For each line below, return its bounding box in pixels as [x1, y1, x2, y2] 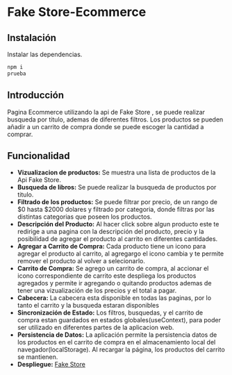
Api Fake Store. [17, 176, 61, 184]
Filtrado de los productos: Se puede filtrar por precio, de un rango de [17, 198, 217, 206]
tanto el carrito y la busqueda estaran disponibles [17, 301, 160, 310]
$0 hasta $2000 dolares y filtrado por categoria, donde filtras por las [17, 206, 215, 214]
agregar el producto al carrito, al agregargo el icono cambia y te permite [17, 249, 224, 258]
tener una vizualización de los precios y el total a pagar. [17, 286, 177, 295]
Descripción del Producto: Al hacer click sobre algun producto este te [17, 220, 219, 228]
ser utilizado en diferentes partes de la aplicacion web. [17, 324, 174, 332]
